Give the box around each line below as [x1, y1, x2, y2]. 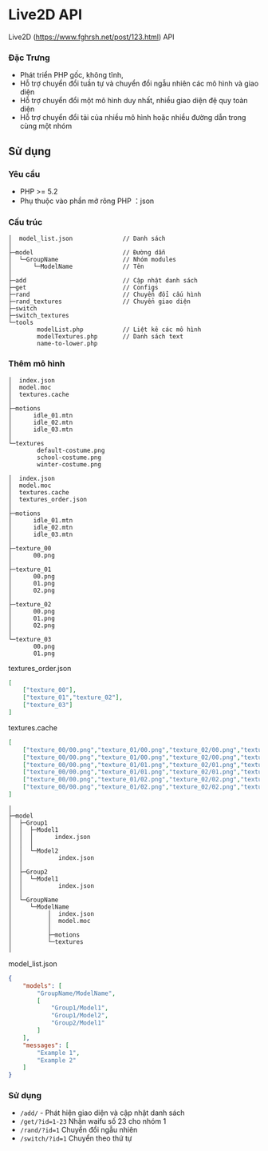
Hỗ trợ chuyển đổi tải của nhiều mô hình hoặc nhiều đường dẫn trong [19, 113, 246, 122]
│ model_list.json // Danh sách [8, 234, 166, 243]
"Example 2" [37, 1056, 77, 1065]
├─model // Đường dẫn [8, 249, 166, 257]
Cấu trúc [8, 216, 43, 227]
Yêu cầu [8, 168, 41, 179]
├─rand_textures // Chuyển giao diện [8, 298, 191, 306]
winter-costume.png [37, 460, 102, 469]
